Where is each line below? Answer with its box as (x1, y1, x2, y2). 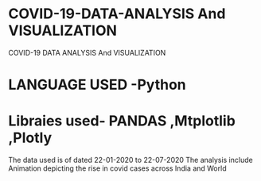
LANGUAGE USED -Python (8, 76, 187, 94)
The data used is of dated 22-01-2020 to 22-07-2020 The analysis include (8, 156, 253, 165)
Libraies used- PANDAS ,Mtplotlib (8, 112, 236, 130)
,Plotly (8, 129, 53, 147)
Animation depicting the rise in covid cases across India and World (8, 164, 227, 173)
